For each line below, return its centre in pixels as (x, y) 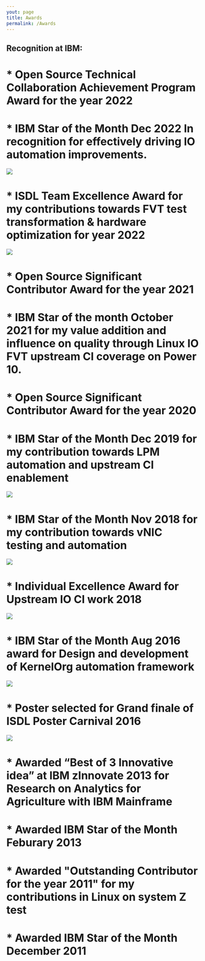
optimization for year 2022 (76, 235)
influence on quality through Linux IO (102, 344)
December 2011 (47, 951)
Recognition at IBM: (44, 48)
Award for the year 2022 (70, 100)
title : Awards (24, 18)
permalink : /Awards (31, 23)
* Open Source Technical (71, 74)
